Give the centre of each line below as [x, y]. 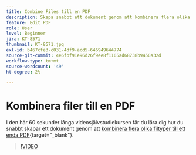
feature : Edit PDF [28, 22]
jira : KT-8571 [23, 39]
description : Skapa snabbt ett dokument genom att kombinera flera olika [98, 17]
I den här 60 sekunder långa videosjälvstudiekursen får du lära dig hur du [95, 123]
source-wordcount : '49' [35, 66]
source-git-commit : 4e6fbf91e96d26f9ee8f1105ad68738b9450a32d [84, 55]
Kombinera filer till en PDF [71, 106]
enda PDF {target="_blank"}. [40, 135]
